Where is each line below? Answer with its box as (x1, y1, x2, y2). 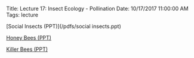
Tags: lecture (6, 11, 39, 18)
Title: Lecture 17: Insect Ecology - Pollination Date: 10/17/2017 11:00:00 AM (6, 5, 189, 12)
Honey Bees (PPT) (6, 34, 52, 41)
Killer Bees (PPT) (6, 46, 48, 53)
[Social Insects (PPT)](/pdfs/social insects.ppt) (6, 23, 121, 30)
